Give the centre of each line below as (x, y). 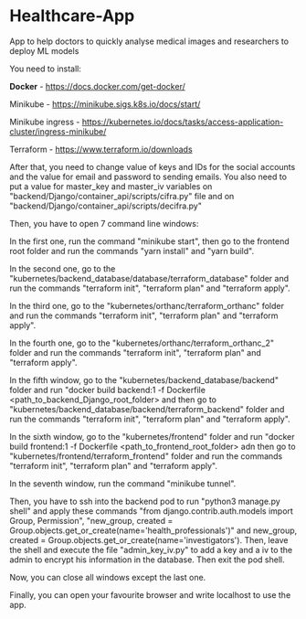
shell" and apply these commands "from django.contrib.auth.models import (152, 511)
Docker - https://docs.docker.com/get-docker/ (97, 86)
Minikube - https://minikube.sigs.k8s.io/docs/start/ (105, 104)
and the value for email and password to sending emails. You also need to (148, 176)
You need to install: (46, 69)
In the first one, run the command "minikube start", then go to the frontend (149, 241)
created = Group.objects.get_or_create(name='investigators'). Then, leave (149, 539)
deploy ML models (44, 50)
